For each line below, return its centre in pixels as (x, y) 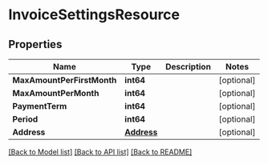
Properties (35, 44)
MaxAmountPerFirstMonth (65, 80)
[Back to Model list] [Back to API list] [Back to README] (100, 152)
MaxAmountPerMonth (56, 93)
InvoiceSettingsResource (94, 15)
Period (25, 119)
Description (188, 67)
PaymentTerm (40, 106)
